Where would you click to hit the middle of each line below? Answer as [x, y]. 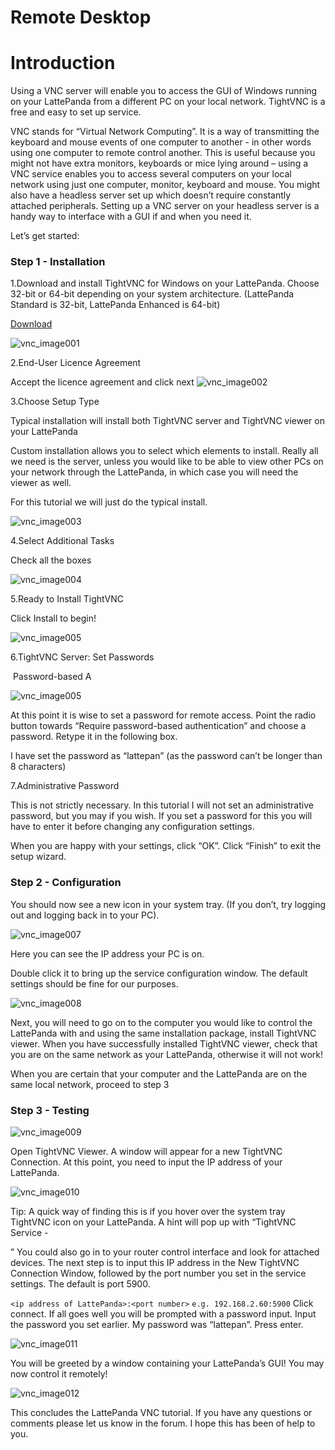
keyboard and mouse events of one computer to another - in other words [161, 142]
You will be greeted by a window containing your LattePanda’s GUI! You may [167, 1363]
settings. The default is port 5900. [80, 1284]
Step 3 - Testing [50, 1110]
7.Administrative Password [65, 786]
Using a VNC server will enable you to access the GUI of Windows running [164, 91]
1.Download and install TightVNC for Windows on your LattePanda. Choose [165, 283]
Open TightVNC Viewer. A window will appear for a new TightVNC [146, 1152]
